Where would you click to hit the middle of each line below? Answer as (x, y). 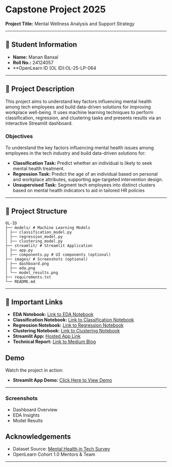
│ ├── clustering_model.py (34, 241)
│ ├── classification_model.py (39, 232)
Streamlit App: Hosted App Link (47, 336)
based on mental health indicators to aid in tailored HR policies (79, 190)
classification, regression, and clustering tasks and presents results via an (83, 118)
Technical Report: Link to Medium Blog (54, 342)
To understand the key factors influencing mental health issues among (80, 147)
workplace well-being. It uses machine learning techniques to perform (79, 112)
